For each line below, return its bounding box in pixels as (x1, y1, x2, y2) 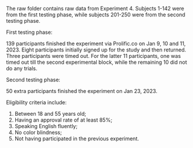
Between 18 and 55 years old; (14, 111, 87, 117)
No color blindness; (14, 129, 62, 136)
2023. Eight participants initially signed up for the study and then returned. (6, 46, 187, 53)
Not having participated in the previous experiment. (14, 135, 139, 142)
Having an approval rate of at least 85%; (14, 116, 113, 123)
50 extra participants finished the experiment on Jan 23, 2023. (6, 88, 158, 94)
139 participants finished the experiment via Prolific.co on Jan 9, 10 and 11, (6, 40, 186, 47)
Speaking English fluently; (14, 123, 78, 129)
